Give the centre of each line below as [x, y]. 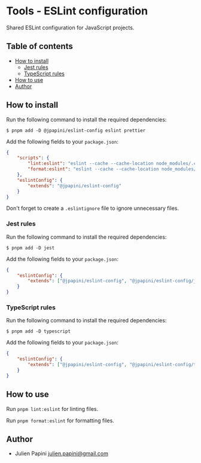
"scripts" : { [33, 158]
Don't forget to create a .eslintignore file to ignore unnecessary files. [93, 208]
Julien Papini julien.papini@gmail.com [62, 453]
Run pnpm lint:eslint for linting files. [52, 409]
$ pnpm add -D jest [31, 248]
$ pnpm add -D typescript [38, 331]
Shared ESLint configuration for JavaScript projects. [70, 28]
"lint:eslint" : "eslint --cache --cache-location [91, 164]
